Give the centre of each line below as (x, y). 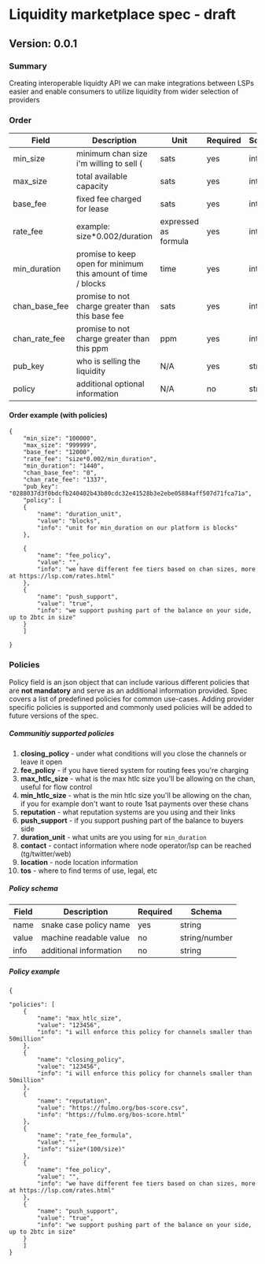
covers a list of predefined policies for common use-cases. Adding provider (132, 699)
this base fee (100, 316)
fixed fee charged (109, 199)
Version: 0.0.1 (43, 44)
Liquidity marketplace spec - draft (123, 15)
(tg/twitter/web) (46, 854)
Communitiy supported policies (62, 734)
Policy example (35, 972)
